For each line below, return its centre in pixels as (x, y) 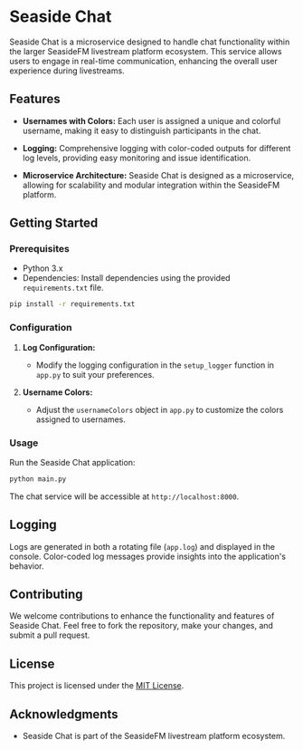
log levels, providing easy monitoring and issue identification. (137, 158)
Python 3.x (43, 268)
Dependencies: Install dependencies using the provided (126, 278)
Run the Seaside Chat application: (72, 462)
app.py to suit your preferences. (95, 374)
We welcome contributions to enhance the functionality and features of (142, 616)
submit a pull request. (50, 635)
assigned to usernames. (81, 419)
